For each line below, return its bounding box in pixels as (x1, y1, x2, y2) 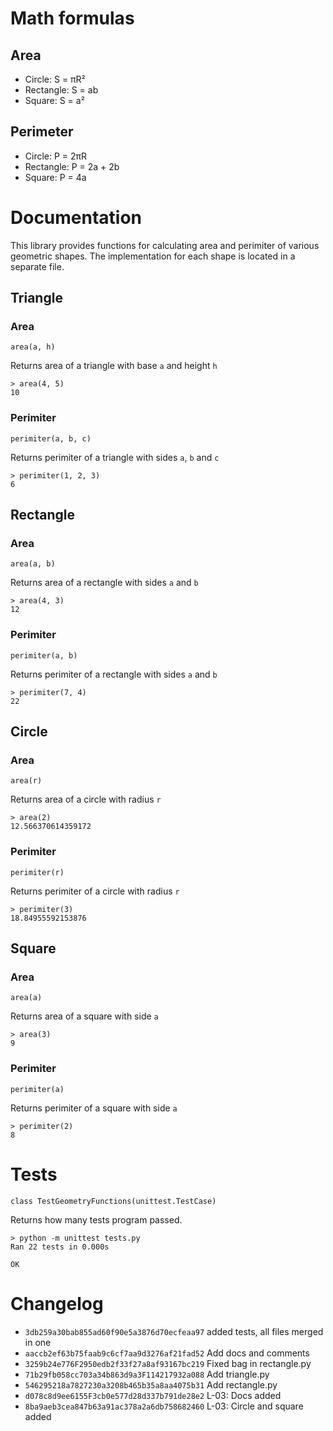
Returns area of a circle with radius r (10, 793, 162, 806)
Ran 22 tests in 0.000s (10, 1242, 110, 1252)
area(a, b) (10, 559, 56, 569)
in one (24, 1336, 52, 1348)
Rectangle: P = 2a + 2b (24, 160, 120, 172)
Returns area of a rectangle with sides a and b (10, 577, 199, 589)
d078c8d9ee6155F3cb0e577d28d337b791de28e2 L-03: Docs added (24, 1389, 282, 1401)
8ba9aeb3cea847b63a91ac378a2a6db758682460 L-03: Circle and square (24, 1400, 304, 1412)
